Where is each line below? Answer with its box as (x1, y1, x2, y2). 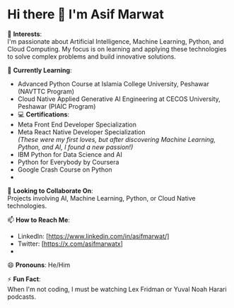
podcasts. (7, 292, 37, 301)
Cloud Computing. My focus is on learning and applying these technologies (7, 45, 227, 53)
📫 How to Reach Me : (7, 215, 71, 224)
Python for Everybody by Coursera (17, 158, 119, 166)
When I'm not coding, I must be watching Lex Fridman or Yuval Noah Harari (7, 285, 228, 293)
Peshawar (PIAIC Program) (17, 102, 96, 110)
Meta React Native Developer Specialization (17, 127, 146, 136)
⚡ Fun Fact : (7, 275, 41, 283)
